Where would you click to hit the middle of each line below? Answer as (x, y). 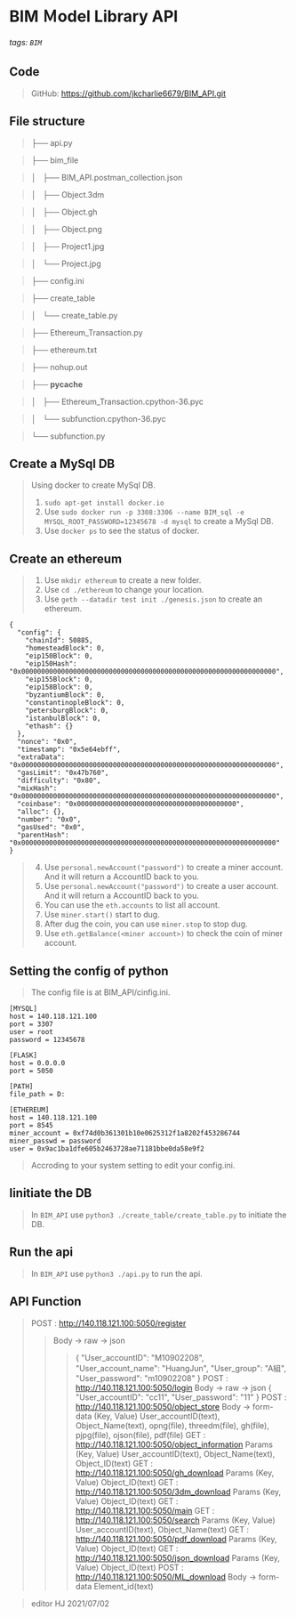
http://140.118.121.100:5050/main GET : (145, 1510)
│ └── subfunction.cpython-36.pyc (98, 418)
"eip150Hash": (51, 664)
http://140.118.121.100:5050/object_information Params (174, 1444)
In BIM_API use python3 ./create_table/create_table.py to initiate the (159, 1215)
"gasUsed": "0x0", (52, 828)
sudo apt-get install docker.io (104, 503)
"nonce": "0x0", (47, 742)
